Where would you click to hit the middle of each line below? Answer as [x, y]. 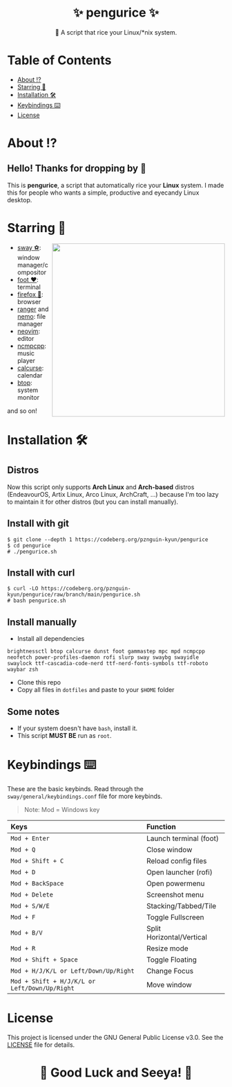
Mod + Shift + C [37, 861]
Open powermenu [175, 883]
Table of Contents [59, 61]
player [26, 360]
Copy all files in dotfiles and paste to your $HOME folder [96, 690]
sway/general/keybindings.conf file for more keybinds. [85, 796]
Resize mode [167, 948]
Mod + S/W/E [30, 906]
